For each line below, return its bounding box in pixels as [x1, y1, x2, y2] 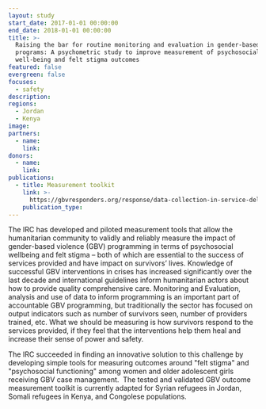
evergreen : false [8, 71, 66, 78]
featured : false [8, 63, 62, 71]
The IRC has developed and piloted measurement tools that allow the [8, 225, 234, 235]
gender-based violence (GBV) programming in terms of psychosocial [8, 242, 234, 251]
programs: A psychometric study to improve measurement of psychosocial [15, 48, 260, 56]
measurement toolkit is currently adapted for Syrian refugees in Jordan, [8, 384, 242, 393]
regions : [8, 100, 37, 108]
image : [8, 122, 30, 130]
